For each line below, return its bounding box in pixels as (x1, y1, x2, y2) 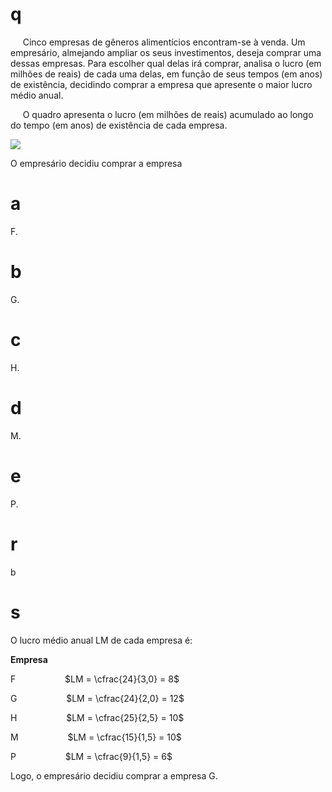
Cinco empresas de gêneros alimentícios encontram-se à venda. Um (22, 36, 306, 48)
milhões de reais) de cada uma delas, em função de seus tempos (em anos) (10, 68, 323, 80)
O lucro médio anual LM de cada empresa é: (10, 634, 193, 646)
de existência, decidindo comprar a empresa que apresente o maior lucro (10, 78, 313, 90)
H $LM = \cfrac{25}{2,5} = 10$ (10, 711, 185, 723)
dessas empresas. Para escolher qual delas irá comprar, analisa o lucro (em (10, 57, 322, 69)
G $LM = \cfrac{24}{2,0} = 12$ (10, 692, 185, 704)
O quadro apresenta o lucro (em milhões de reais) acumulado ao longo (22, 108, 314, 120)
